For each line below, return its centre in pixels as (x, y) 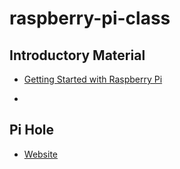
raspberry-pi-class (90, 18)
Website (41, 154)
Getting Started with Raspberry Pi (93, 79)
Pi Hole (32, 130)
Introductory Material (77, 55)
